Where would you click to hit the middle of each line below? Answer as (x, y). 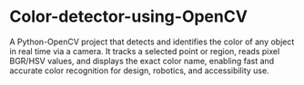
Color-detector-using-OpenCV (129, 17)
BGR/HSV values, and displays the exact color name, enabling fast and (142, 61)
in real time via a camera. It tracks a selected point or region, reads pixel (145, 51)
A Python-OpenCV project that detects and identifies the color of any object (152, 42)
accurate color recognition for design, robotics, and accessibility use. (140, 71)
